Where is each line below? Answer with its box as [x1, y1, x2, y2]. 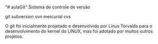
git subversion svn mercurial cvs [5, 14, 71, 19]
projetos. [5, 34, 23, 39]
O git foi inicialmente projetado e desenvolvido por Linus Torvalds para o [5, 23, 153, 29]
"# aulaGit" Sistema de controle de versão [5, 4, 91, 10]
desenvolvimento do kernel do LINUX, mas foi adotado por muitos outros [5, 28, 153, 34]
